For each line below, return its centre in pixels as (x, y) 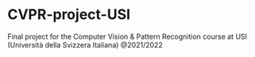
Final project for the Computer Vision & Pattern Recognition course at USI (127, 36)
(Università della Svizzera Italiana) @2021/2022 (85, 44)
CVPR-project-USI (69, 15)
